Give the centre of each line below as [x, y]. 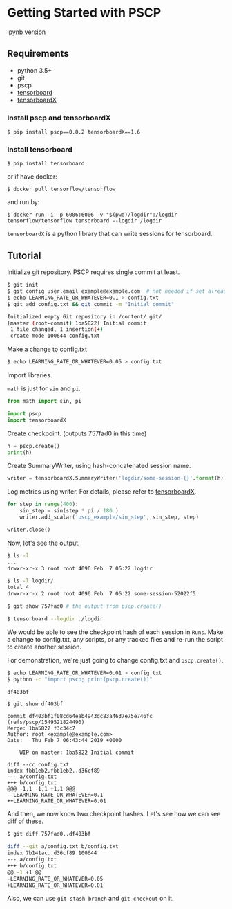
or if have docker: [32, 177]
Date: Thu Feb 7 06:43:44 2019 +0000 [65, 741]
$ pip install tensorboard [46, 164]
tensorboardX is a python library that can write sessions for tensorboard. [110, 234]
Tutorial [24, 255]
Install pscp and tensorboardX [59, 118]
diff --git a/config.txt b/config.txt [63, 847]
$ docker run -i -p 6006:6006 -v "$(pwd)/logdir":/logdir [92, 215]
